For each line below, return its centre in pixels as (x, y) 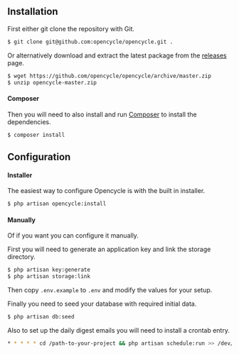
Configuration (39, 156)
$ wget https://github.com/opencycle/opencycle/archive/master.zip (110, 76)
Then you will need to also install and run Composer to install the (102, 114)
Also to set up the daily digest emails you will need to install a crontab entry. (118, 330)
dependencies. (29, 122)
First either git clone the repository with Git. (71, 28)
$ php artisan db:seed (41, 316)
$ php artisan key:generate (49, 270)
